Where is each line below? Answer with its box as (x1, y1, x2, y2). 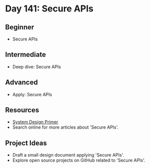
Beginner (5, 23, 34, 31)
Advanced (5, 78, 38, 87)
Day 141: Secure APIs (5, 3, 94, 14)
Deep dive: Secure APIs (12, 63, 61, 70)
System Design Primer (12, 119, 59, 125)
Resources (5, 106, 39, 115)
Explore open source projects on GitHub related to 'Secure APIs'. (12, 158, 146, 164)
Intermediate (5, 50, 46, 59)
